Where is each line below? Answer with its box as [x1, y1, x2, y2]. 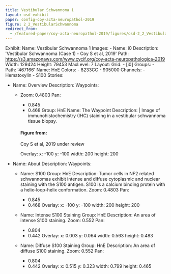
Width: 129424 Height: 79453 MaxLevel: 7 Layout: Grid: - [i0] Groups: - [5, 62, 155, 67]
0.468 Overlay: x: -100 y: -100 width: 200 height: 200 [27, 202, 140, 208]
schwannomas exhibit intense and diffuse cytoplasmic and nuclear [20, 176, 160, 182]
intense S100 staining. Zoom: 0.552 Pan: [20, 217, 105, 224]
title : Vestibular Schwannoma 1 [5, 7, 74, 13]
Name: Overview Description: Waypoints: [12, 82, 99, 88]
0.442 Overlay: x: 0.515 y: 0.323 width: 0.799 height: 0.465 [27, 263, 152, 269]
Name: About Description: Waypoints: [12, 161, 92, 167]
